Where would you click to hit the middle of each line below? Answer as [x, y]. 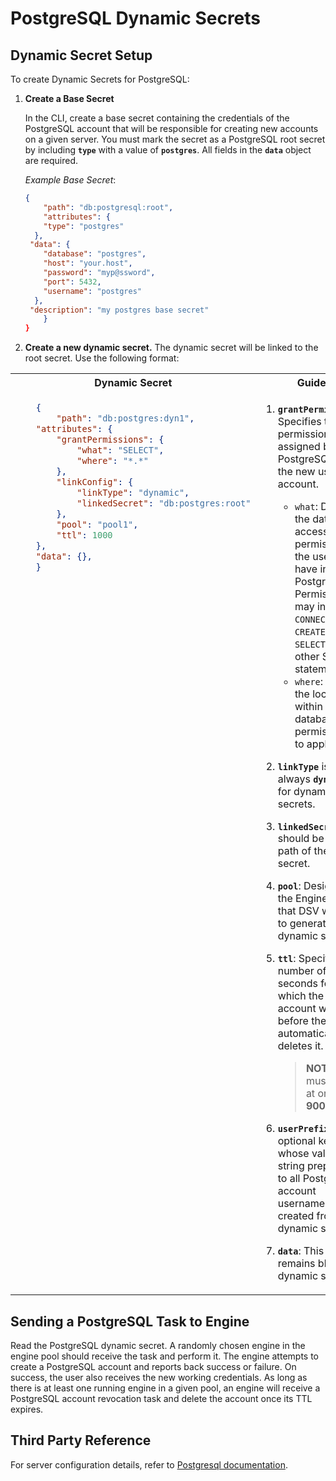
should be [301, 839]
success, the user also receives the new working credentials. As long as [159, 1377]
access [311, 532]
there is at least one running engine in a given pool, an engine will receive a [165, 1388]
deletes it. [300, 1046]
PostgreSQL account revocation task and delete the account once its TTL [161, 1398]
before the [302, 1021]
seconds [297, 984]
